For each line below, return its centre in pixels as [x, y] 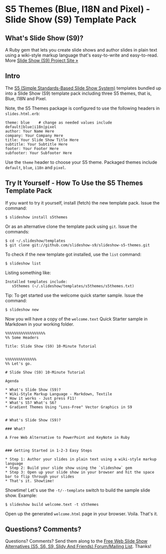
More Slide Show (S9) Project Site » [42, 60]
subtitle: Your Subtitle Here [37, 144]
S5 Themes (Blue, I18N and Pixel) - [78, 9]
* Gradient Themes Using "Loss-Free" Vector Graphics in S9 [69, 407]
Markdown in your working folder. [40, 324]
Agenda [12, 381]
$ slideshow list [23, 263]
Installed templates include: [37, 281]
